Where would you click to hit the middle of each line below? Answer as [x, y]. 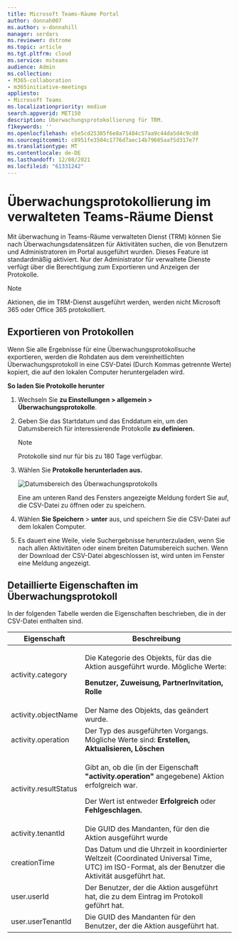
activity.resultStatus [44, 789]
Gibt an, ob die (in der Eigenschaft [142, 768]
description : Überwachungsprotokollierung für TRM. [85, 120]
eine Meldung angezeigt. [54, 563]
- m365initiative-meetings [47, 87]
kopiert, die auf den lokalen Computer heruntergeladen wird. [96, 372]
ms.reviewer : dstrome [39, 41]
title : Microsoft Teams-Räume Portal [63, 14]
